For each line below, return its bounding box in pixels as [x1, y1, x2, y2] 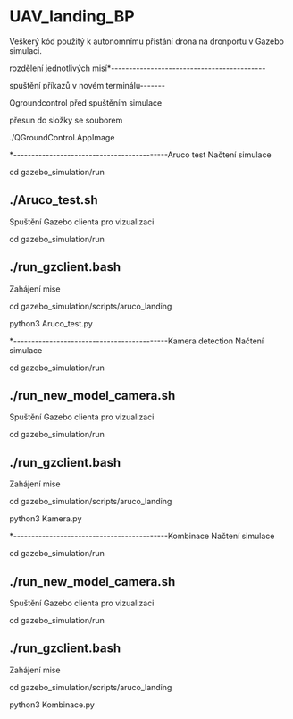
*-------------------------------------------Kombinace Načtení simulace [9, 530, 275, 542]
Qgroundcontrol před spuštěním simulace [9, 97, 163, 108]
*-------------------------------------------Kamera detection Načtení [9, 335, 264, 346]
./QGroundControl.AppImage [9, 131, 115, 142]
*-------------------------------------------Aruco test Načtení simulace [9, 149, 272, 160]
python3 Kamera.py [9, 513, 82, 524]
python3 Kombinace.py [9, 699, 96, 710]
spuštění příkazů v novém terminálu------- [9, 80, 165, 90]
